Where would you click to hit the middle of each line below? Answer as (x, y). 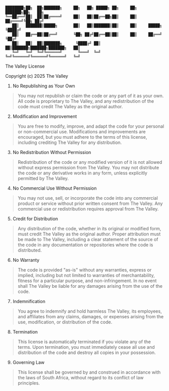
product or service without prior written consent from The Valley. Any (90, 203)
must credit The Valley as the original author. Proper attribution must (89, 234)
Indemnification (29, 301)
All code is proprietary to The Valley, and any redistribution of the (86, 101)
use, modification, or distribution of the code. (65, 322)
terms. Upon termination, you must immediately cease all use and (86, 347)
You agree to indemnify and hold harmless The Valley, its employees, (90, 311)
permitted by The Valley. (43, 178)
